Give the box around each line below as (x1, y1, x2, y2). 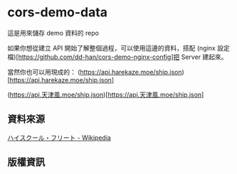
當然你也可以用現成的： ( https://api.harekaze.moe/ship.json (7, 67, 183, 76)
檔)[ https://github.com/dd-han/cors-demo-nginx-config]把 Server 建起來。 (7, 53, 228, 61)
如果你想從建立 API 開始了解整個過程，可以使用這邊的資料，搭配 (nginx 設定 (7, 43, 230, 52)
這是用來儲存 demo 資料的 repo (7, 28, 100, 37)
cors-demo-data (7, 4, 108, 21)
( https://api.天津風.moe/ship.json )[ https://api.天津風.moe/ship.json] (7, 90, 204, 99)
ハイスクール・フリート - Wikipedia (7, 133, 112, 142)
